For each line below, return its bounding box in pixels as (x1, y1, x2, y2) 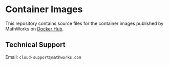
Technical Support (5, 41, 66, 49)
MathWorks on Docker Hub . (5, 25, 64, 31)
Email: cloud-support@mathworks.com (5, 54, 81, 60)
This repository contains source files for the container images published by (5, 20, 164, 26)
